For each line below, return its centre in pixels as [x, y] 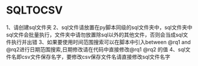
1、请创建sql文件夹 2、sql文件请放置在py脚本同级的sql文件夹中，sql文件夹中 [99, 27]
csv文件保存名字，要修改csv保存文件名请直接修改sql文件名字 [96, 57]
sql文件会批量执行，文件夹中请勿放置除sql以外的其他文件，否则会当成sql [95, 34]
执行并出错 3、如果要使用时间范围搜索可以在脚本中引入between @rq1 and [101, 42]
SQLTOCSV [35, 10]
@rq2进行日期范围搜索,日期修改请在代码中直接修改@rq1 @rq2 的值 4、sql [96, 49]
